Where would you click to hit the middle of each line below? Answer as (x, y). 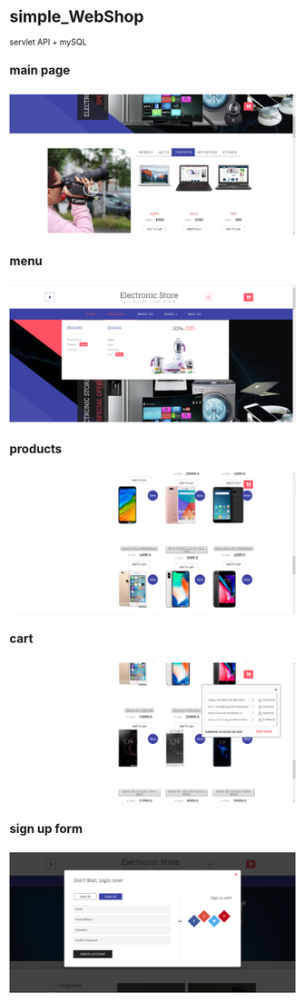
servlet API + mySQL (49, 42)
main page (40, 70)
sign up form (46, 828)
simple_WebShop (77, 17)
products (36, 448)
